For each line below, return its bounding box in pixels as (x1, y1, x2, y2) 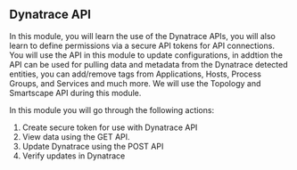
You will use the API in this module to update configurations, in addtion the (9, 49, 284, 61)
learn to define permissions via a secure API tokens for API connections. (9, 40, 275, 51)
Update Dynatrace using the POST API (21, 141, 164, 151)
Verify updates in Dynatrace (21, 150, 126, 161)
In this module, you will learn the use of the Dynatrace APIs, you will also (9, 30, 276, 41)
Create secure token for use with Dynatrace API (21, 122, 198, 133)
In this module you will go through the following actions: (9, 104, 215, 115)
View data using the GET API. (21, 131, 131, 142)
